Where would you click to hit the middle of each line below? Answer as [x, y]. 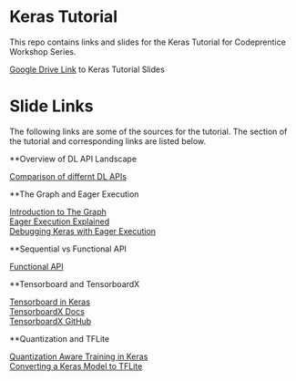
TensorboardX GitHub [51, 321]
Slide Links [51, 106]
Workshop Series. [43, 51]
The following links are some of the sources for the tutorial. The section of [148, 131]
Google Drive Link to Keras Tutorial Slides [87, 69]
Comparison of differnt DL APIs [68, 176]
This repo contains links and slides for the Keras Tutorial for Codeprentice [148, 42]
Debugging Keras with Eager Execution [83, 231]
